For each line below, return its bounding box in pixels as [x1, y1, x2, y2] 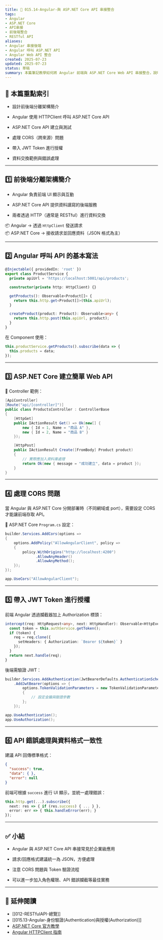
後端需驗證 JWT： [5, 667, 41, 673]
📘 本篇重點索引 [5, 90, 49, 98]
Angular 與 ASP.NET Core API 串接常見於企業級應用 [12, 846, 115, 851]
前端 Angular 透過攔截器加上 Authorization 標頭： [5, 612, 103, 617]
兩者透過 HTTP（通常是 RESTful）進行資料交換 [12, 212, 106, 218]
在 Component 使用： [5, 334, 49, 340]
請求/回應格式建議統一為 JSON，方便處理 [12, 856, 95, 862]
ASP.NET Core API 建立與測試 [12, 124, 72, 130]
